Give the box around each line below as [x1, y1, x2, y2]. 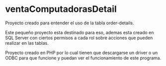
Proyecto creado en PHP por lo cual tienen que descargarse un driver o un [5, 50, 158, 56]
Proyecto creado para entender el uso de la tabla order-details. [5, 20, 134, 26]
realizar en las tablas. [5, 40, 49, 46]
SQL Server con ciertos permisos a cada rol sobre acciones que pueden [5, 35, 153, 41]
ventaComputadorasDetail [5, 3, 117, 15]
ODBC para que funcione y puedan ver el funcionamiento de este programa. [5, 55, 162, 61]
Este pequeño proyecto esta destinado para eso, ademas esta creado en [5, 29, 154, 35]
